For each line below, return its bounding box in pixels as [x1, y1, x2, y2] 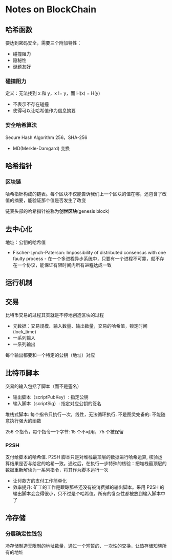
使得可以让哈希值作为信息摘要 [12, 108, 76, 114]
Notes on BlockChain [5, 4, 97, 15]
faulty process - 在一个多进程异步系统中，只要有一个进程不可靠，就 [12, 255, 156, 262]
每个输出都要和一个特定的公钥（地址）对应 [5, 352, 95, 358]
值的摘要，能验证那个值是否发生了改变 [5, 197, 86, 204]
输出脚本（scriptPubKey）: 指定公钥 [12, 394, 89, 401]
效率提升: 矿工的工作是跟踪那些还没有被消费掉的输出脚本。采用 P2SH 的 [12, 484, 165, 490]
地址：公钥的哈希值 [5, 239, 46, 246]
